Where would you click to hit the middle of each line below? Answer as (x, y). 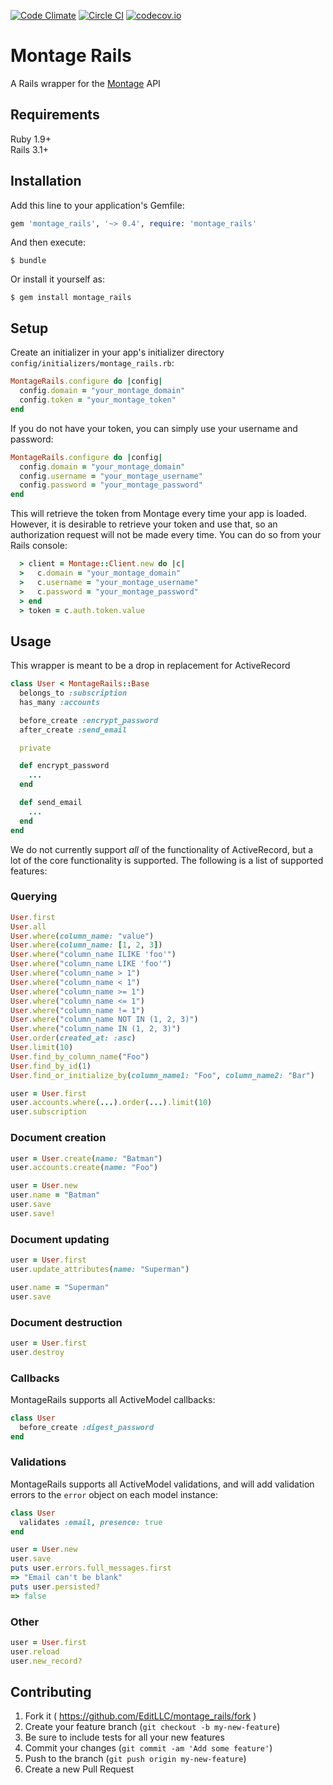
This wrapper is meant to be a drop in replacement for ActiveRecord (150, 666)
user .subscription (48, 1112)
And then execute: (48, 242)
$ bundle (28, 261)
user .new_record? (46, 1661)
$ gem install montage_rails (71, 298)
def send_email (51, 803)
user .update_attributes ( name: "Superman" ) (100, 1269)
